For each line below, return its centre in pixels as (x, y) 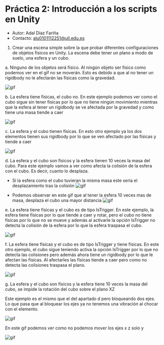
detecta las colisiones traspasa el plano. (45, 265)
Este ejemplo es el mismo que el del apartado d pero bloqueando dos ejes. (80, 299)
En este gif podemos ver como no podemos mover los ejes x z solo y (74, 328)
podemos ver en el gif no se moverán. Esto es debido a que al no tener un (79, 72)
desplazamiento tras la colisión (43, 185)
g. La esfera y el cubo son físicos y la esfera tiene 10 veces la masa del (76, 284)
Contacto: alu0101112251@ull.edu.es (48, 38)
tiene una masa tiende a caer (34, 112)
